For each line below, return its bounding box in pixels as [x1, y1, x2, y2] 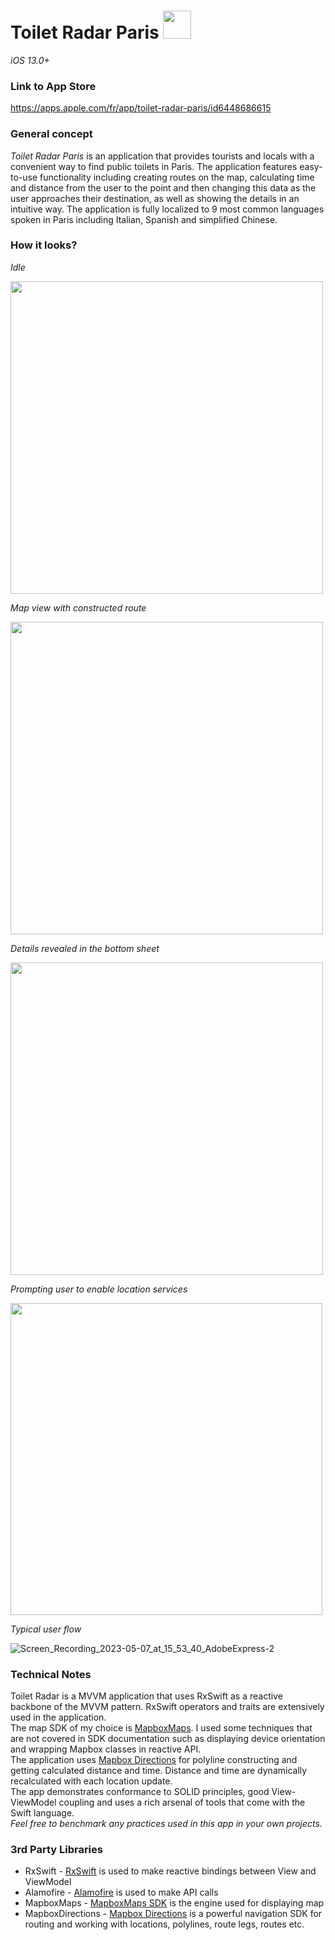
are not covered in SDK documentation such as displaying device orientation [10, 1733, 326, 1745]
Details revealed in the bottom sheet [10, 942, 160, 954]
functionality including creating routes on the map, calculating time [39, 171, 315, 183]
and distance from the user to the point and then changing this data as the [10, 181, 317, 194]
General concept [10, 127, 93, 141]
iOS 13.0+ [10, 54, 50, 66]
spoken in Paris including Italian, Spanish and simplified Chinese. [10, 213, 278, 225]
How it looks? [10, 238, 78, 252]
